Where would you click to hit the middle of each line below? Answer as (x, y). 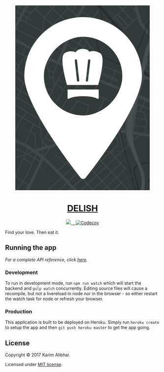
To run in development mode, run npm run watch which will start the (73, 283)
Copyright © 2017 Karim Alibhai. (38, 355)
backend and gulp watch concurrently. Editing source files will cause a (76, 288)
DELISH (82, 209)
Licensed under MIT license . (34, 365)
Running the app (31, 248)
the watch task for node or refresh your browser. (54, 299)
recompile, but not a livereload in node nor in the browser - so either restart (82, 294)
